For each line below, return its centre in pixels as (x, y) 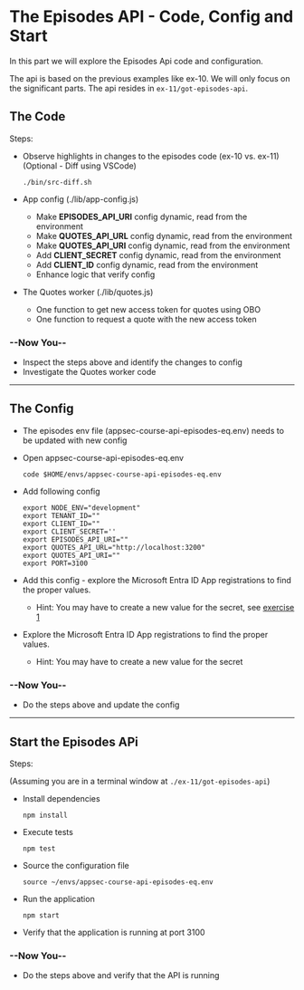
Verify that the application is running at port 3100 (114, 932)
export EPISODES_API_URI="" (75, 539)
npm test (39, 849)
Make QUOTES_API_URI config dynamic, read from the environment (163, 245)
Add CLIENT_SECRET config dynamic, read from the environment (158, 255)
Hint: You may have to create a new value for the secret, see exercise (165, 607)
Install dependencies (62, 798)
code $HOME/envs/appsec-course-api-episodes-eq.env (122, 474)
